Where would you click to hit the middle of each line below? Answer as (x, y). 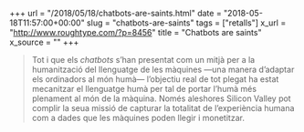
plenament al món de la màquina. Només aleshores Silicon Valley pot (161, 98)
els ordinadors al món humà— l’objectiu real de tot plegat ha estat (155, 79)
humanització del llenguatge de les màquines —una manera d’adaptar (163, 69)
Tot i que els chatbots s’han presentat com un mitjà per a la (143, 60)
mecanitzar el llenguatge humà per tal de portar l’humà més (144, 89)
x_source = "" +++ (44, 42)
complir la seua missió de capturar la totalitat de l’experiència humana (163, 108)
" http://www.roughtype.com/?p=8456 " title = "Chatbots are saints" (136, 32)
